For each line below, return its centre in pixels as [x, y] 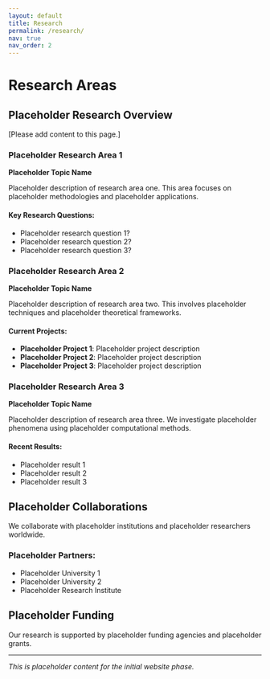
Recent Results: [35, 447]
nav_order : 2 [30, 46]
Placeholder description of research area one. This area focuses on [120, 188]
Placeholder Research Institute [71, 590]
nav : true [25, 38]
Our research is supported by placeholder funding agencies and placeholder [135, 635]
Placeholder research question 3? [76, 250]
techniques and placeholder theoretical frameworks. [95, 312]
